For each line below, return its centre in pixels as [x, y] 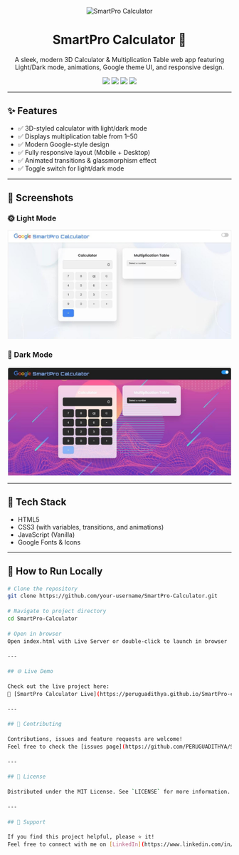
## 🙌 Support [27, 822]
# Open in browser [34, 634]
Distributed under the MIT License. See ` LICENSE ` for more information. [119, 792]
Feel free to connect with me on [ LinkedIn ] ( [76, 845]
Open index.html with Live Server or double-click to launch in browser [117, 641]
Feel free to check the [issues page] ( [67, 747]
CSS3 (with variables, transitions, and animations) [91, 527]
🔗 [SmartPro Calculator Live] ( [54, 694]
